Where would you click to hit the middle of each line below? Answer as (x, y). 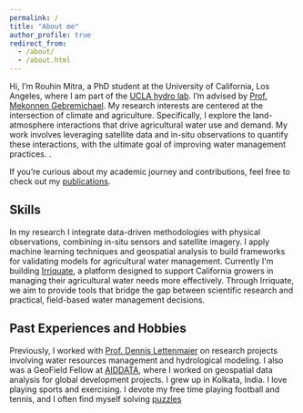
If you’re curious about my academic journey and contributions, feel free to (150, 171)
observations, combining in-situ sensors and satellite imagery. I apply (140, 242)
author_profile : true (50, 35)
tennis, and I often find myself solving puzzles (96, 398)
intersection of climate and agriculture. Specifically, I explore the (130, 115)
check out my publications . (60, 181)
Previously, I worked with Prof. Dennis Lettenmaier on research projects (144, 350)
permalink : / (34, 18)
